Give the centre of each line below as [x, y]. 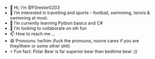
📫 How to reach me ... [32, 34]
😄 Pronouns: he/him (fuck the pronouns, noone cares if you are [74, 41]
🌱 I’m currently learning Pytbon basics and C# [56, 23]
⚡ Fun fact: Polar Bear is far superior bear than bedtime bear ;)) [74, 51]
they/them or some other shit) [40, 46]
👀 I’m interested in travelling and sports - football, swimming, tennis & [80, 13]
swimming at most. [29, 18]
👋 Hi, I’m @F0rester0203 [35, 8]
